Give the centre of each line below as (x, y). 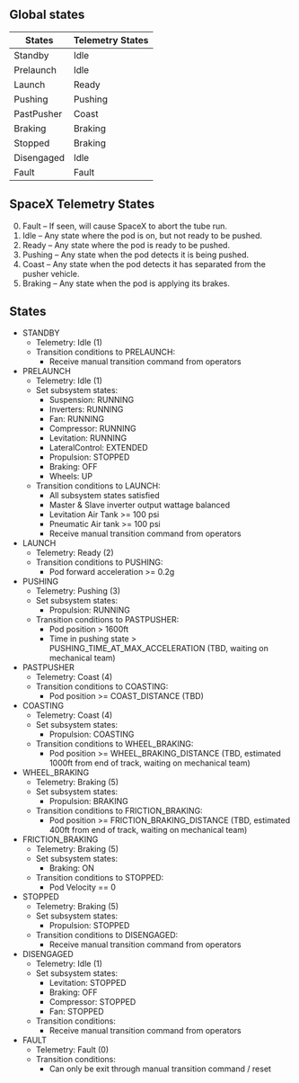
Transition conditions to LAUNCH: (98, 486)
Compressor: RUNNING (92, 429)
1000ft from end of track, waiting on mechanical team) (150, 763)
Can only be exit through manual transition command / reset (160, 1069)
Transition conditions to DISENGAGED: (107, 935)
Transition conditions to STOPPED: (100, 878)
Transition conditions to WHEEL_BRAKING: (114, 744)
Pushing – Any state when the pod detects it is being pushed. (136, 255)
